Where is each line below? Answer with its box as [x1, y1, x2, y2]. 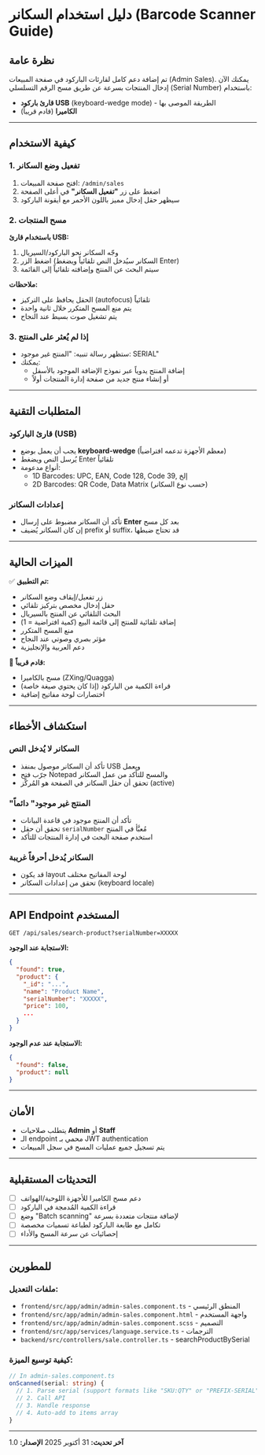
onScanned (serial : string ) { [9, 1379, 105, 1387]
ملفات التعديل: [9, 1283, 59, 1294]
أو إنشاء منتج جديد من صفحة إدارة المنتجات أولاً [31, 374, 169, 383]
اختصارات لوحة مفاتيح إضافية [20, 690, 105, 699]
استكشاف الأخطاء [9, 720, 87, 733]
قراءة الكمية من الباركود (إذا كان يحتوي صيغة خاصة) [20, 681, 171, 690]
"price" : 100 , [23, 1002, 69, 1010]
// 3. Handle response [16, 1401, 90, 1409]
